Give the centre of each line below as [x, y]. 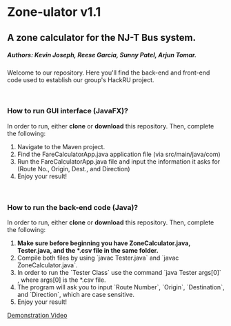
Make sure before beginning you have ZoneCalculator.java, [104, 243]
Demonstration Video [37, 316]
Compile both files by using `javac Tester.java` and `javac [98, 258]
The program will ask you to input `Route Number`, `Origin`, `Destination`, [121, 287]
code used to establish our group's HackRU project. [81, 79]
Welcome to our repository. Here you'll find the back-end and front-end [109, 73]
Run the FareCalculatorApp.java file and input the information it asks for [119, 161]
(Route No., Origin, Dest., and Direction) [73, 169]
